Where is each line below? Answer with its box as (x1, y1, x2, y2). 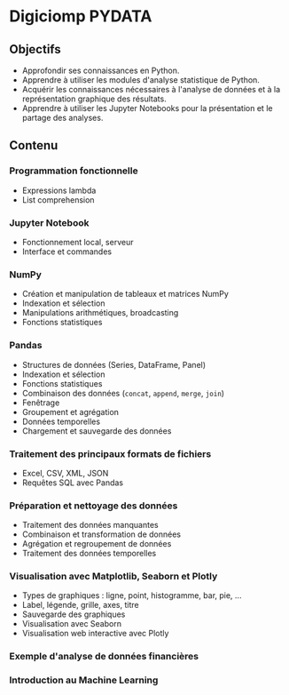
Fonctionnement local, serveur (21, 236, 134, 247)
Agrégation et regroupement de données (21, 539, 172, 549)
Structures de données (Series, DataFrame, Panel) (21, 359, 207, 370)
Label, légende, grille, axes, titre (21, 600, 139, 611)
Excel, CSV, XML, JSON (21, 467, 109, 478)
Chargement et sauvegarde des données (21, 425, 172, 436)
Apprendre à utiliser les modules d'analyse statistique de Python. (21, 75, 260, 85)
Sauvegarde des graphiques (21, 609, 126, 619)
